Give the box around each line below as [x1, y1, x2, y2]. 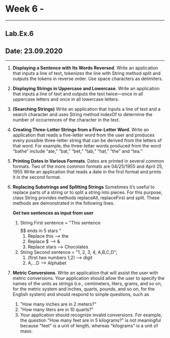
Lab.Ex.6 [5, 29, 34, 38]
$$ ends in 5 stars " [20, 228, 62, 234]
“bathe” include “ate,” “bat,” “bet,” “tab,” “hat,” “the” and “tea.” [12, 148, 143, 155]
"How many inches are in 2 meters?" [20, 301, 97, 307]
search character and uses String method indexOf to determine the [12, 111, 153, 118]
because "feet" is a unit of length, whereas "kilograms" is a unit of [20, 323, 158, 329]
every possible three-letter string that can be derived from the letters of [12, 137, 162, 143]
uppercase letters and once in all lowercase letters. [12, 96, 119, 102]
